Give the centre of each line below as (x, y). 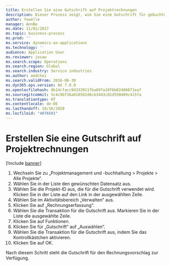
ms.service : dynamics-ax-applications (46, 43)
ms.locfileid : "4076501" (32, 114)
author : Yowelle (23, 19)
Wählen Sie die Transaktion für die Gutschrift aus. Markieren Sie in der (86, 210)
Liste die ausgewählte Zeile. (42, 216)
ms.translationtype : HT (31, 99)
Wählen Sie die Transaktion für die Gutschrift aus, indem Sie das (80, 232)
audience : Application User (35, 52)
